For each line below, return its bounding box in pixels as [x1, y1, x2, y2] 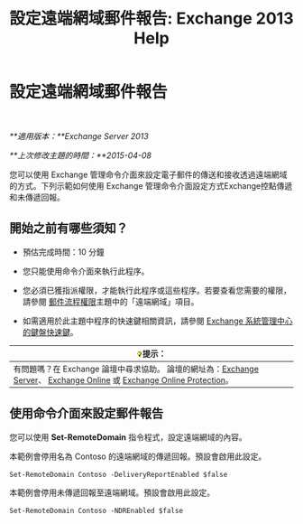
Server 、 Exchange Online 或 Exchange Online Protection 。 [13, 374, 234, 385]
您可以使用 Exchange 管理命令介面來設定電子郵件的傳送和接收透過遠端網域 [9, 169, 288, 180]
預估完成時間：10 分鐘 [22, 246, 106, 257]
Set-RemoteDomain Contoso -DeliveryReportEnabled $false [9, 470, 228, 479]
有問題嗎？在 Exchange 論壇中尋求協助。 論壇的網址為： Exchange [13, 363, 260, 374]
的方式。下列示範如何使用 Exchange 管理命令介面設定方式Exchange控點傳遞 [9, 180, 293, 191]
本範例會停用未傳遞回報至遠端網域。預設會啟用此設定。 [9, 487, 215, 498]
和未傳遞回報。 [9, 192, 65, 202]
